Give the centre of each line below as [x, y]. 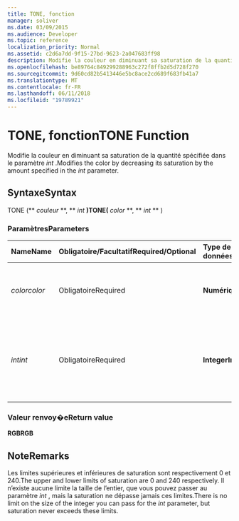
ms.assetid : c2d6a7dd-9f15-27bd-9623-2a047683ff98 [84, 54]
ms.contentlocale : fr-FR [44, 87]
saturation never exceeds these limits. [63, 511]
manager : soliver [33, 21]
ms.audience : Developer [43, 34]
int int [20, 360]
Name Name [31, 252]
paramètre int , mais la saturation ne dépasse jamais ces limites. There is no [117, 496]
